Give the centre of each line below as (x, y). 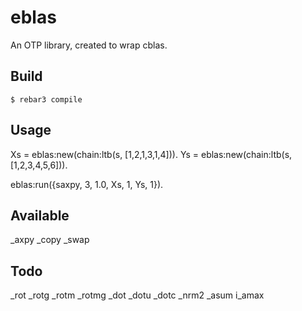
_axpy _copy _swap (50, 240)
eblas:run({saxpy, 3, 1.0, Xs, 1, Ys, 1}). (87, 184)
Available (40, 215)
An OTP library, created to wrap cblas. (89, 45)
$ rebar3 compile (46, 99)
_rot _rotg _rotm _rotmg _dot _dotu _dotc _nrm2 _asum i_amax (137, 295)
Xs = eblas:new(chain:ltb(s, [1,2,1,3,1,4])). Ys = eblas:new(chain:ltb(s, (151, 154)
